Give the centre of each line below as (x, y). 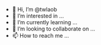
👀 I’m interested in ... (38, 16)
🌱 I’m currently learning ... (45, 22)
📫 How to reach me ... (40, 36)
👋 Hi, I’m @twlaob (34, 9)
